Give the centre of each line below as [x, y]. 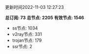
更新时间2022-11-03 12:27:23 [34, 7]
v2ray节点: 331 [27, 34]
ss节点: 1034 [25, 28]
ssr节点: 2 [22, 46]
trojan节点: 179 [27, 40]
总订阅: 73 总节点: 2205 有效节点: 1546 [44, 18]
